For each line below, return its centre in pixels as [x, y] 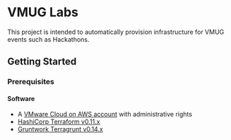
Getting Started [42, 62]
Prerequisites [31, 82]
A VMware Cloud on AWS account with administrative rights [105, 115]
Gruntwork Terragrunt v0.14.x [60, 129]
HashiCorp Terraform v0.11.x [59, 122]
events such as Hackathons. [48, 39]
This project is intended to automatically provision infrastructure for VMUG [116, 32]
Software [21, 98]
